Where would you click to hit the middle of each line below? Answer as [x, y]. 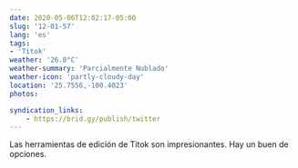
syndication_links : [46, 110]
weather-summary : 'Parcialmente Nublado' [89, 69]
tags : [20, 43]
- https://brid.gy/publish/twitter [93, 119]
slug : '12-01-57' [42, 26]
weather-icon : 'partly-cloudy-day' [77, 77]
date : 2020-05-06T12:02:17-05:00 [73, 18]
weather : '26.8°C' [44, 60]
